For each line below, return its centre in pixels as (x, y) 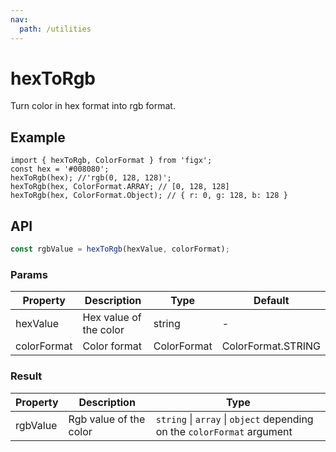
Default (271, 301)
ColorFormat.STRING (271, 346)
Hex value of (112, 318)
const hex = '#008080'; (60, 169)
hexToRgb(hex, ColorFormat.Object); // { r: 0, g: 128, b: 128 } (149, 196)
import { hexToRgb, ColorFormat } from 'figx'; (111, 161)
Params (29, 274)
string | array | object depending (234, 419)
